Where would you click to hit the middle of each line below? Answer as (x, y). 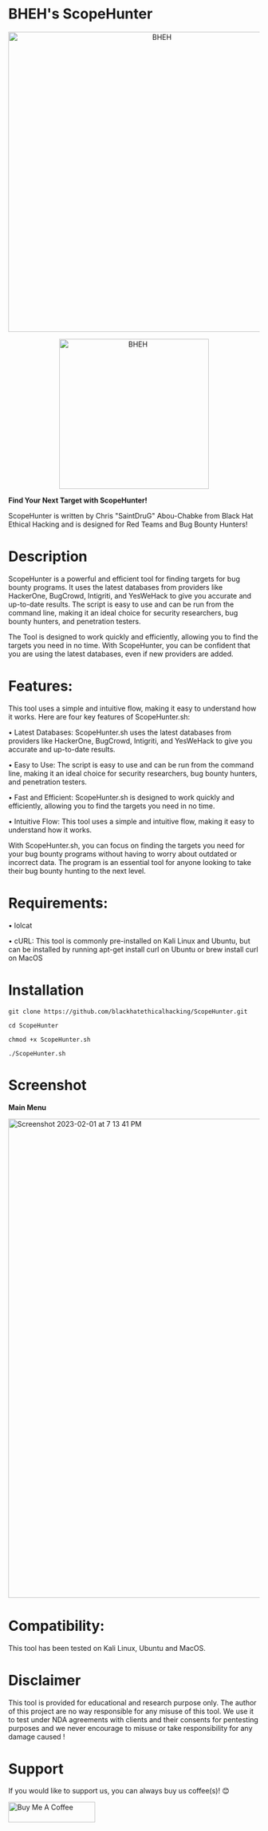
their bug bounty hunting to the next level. (77, 871)
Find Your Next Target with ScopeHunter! (78, 500)
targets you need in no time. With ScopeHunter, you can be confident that (130, 645)
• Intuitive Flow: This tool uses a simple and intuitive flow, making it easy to (132, 821)
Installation (46, 990)
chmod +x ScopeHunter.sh (49, 1040)
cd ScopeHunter (33, 1025)
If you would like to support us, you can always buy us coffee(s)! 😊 (119, 1791)
